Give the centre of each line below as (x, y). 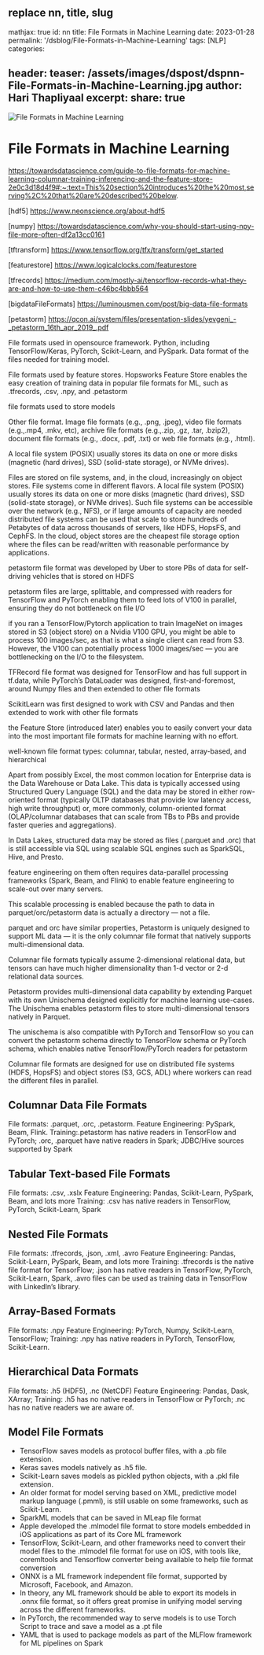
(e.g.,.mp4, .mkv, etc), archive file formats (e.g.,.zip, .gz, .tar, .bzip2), (119, 430)
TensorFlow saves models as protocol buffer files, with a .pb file (123, 1451)
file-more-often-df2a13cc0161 (57, 234)
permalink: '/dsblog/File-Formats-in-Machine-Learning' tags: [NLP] (117, 40)
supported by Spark (40, 1149)
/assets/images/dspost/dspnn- (166, 74)
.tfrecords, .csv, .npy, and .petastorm (68, 391)
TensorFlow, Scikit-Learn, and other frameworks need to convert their (132, 1543)
